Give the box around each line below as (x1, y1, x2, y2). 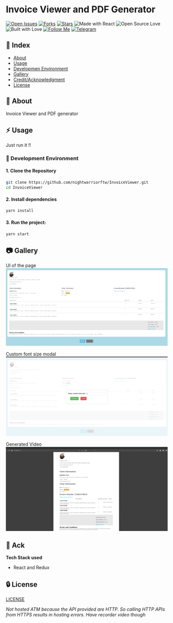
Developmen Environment (13, 65, 68, 71)
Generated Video (6, 441, 42, 447)
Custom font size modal (6, 351, 56, 357)
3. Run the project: (6, 219, 46, 225)
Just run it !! (6, 142, 31, 148)
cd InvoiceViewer (6, 185, 43, 191)
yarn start (6, 231, 29, 237)
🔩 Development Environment (6, 155, 79, 162)
